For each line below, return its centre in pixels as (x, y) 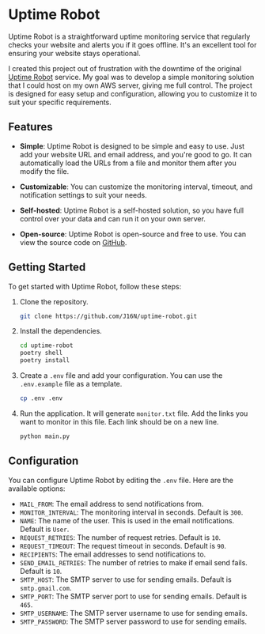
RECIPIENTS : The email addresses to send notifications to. (113, 554)
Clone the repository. (54, 301)
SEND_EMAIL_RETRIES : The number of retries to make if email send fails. (133, 562)
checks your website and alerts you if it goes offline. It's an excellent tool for (132, 44)
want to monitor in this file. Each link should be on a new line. (119, 421)
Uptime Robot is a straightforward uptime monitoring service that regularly (129, 36)
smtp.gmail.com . (46, 587)
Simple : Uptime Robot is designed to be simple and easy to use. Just (132, 146)
